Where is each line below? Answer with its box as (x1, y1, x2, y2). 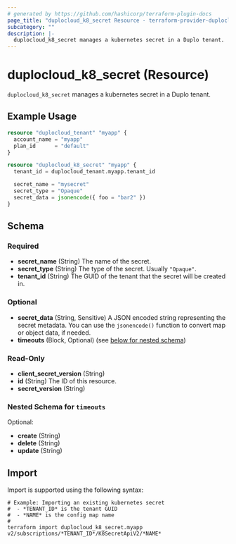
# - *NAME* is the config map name (7, 512, 114, 519)
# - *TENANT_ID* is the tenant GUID (7, 505, 118, 513)
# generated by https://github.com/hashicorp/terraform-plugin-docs (7, 10, 212, 18)
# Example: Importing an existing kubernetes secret (7, 500, 165, 507)
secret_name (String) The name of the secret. (17, 257, 152, 266)
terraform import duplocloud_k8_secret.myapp (7, 524, 143, 531)
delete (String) (17, 439, 60, 447)
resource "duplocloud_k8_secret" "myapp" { (7, 161, 137, 169)
